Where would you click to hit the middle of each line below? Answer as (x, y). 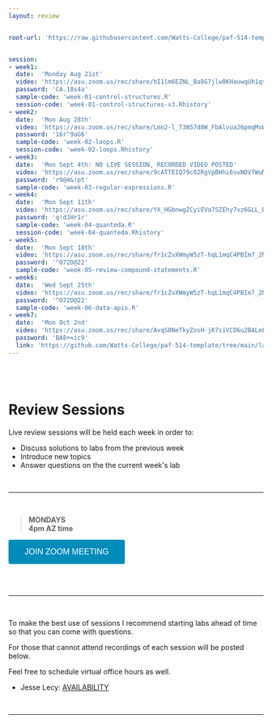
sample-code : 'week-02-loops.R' (70, 142)
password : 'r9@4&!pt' (52, 180)
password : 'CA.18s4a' (52, 90)
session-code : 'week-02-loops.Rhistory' (85, 150)
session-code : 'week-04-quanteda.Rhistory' (90, 232)
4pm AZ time (51, 528)
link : (25, 345)
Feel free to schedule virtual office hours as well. (90, 671)
